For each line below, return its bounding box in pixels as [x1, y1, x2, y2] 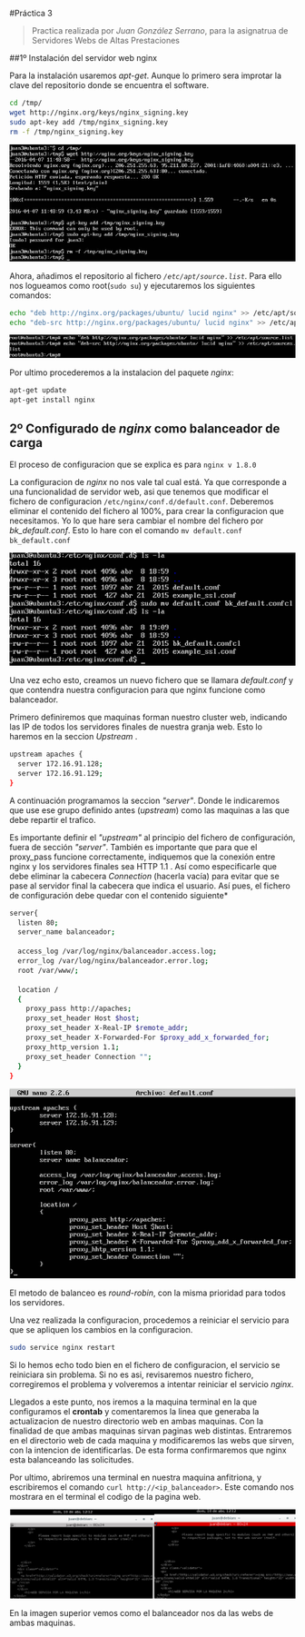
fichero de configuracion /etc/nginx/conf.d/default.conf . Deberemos [9, 496, 274, 507]
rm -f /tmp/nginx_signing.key [9, 127, 124, 136]
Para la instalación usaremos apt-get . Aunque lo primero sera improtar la [9, 70, 282, 81]
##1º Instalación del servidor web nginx [9, 53, 157, 63]
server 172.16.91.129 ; [17, 769, 103, 778]
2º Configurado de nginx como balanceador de [9, 421, 280, 436]
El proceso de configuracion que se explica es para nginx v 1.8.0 [9, 459, 257, 470]
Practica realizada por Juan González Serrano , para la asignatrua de [31, 25, 289, 35]
